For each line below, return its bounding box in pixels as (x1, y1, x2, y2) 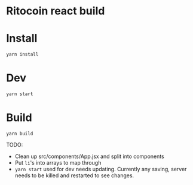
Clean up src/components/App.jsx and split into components (14, 153, 164, 160)
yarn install (6, 51, 39, 57)
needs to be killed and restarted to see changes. (14, 172, 134, 179)
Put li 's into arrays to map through (14, 159, 102, 166)
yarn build (6, 131, 33, 137)
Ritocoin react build (6, 4, 105, 18)
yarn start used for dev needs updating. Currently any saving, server (14, 166, 187, 172)
